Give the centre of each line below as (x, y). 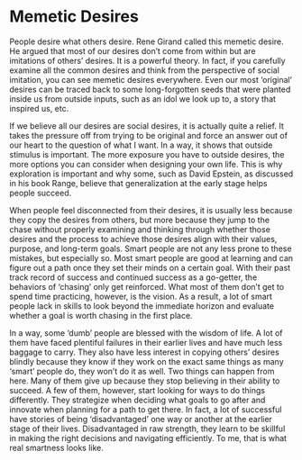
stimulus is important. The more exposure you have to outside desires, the (147, 154)
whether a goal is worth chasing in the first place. (101, 315)
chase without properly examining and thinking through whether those (140, 229)
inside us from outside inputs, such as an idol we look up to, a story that (143, 99)
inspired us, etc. (39, 108)
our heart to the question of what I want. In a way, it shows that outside (141, 145)
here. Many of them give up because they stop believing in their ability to (145, 381)
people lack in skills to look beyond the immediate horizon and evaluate (142, 306)
